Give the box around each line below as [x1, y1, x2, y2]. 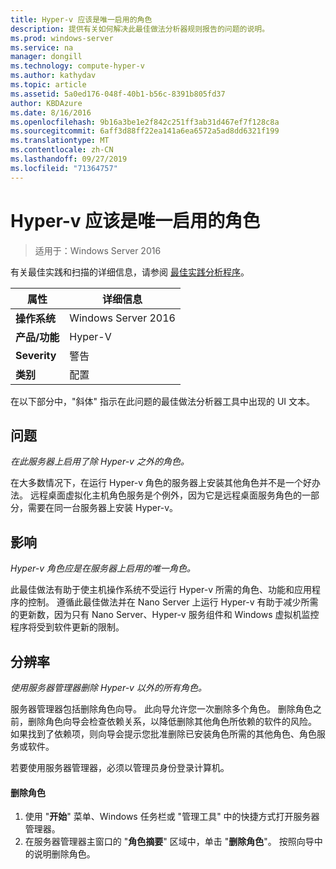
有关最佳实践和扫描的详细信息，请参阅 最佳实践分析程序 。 [10, 266, 250, 278]
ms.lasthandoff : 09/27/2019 [10, 154, 128, 164]
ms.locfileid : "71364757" [10, 163, 118, 173]
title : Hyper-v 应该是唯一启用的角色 [10, 14, 153, 25]
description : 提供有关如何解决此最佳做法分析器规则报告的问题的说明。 [10, 24, 270, 34]
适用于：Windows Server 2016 [34, 244, 162, 256]
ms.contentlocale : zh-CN [10, 145, 114, 155]
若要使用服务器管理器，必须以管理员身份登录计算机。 [10, 762, 230, 773]
